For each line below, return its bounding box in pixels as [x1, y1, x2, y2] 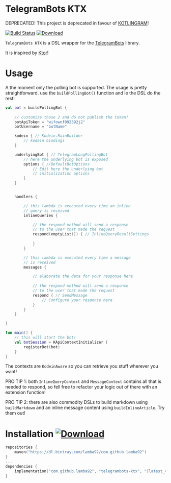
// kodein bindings [23, 138, 65, 143]
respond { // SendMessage [32, 293, 88, 298]
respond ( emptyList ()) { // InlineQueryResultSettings [32, 232, 149, 237]
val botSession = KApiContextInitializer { [14, 340, 108, 345]
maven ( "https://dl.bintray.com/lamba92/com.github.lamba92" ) [14, 450, 147, 455]
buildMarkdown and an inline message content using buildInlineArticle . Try [5, 404, 165, 411]
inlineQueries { [23, 213, 58, 218]
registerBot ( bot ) [23, 344, 60, 350]
